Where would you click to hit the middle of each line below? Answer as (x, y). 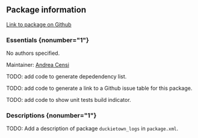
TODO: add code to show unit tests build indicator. (69, 100)
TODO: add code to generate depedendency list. (67, 77)
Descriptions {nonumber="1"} (51, 116)
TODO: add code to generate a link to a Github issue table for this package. (99, 88)
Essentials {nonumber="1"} (48, 40)
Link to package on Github (39, 24)
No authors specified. (33, 53)
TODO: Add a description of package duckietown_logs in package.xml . (92, 128)
